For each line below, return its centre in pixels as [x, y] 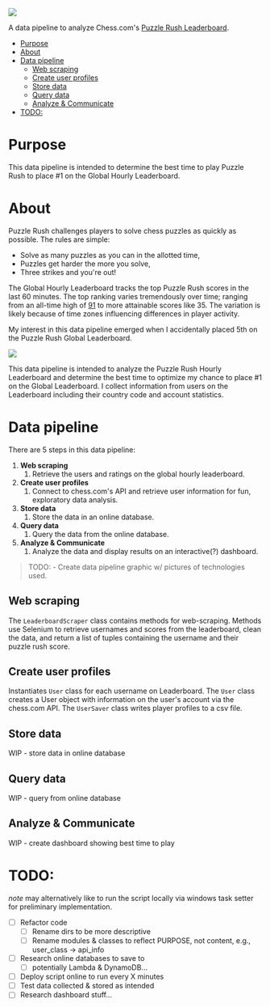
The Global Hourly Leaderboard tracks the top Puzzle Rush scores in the [129, 288]
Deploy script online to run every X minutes [92, 977]
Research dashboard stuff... [66, 995]
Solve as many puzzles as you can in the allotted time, [110, 255]
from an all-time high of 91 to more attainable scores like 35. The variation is [134, 305]
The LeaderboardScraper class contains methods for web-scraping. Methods [135, 620]
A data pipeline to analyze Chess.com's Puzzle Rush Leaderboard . [119, 28]
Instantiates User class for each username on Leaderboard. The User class [132, 691]
